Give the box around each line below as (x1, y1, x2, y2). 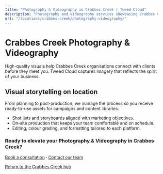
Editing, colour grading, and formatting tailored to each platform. (12, 126, 141, 131)
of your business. (5, 74, 40, 79)
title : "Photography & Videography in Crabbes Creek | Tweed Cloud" (5, 7, 147, 12)
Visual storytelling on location (5, 88, 98, 96)
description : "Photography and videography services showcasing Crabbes (5, 12, 155, 16)
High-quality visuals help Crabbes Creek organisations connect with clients (5, 63, 156, 69)
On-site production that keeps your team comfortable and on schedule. (12, 120, 155, 126)
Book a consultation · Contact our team (5, 155, 83, 160)
